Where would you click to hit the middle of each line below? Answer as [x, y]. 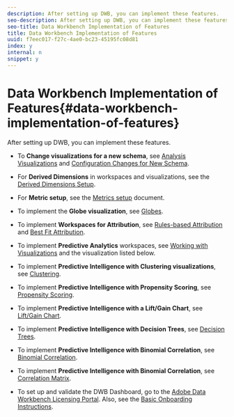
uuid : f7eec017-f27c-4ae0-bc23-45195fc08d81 [73, 40]
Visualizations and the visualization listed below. [86, 253]
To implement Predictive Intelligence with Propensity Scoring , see [114, 287]
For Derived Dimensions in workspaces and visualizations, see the [114, 176]
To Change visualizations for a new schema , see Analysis [101, 156]
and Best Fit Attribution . [51, 232]
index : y [20, 46]
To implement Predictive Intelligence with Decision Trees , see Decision [121, 329]
